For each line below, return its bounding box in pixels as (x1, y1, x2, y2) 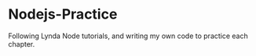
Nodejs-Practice (8, 5, 118, 23)
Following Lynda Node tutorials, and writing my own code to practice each (8, 31, 249, 40)
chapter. (8, 39, 35, 48)
